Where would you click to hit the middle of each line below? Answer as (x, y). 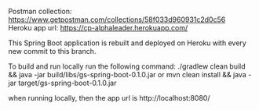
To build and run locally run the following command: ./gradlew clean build (127, 66)
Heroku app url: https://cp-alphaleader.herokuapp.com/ (98, 28)
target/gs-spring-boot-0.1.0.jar (67, 83)
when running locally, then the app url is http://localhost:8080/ (109, 98)
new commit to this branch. (52, 51)
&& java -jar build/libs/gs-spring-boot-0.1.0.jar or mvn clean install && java (128, 75)
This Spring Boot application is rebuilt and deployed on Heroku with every (128, 43)
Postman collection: (40, 11)
